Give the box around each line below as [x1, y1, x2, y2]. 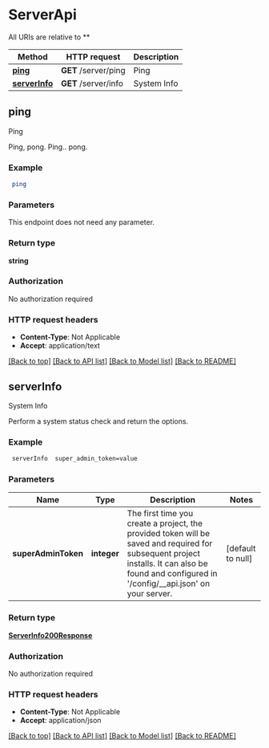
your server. [126, 588, 173, 600]
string [8, 255, 30, 266]
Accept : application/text [19, 341, 100, 351]
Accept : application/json [19, 716, 102, 726]
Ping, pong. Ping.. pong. [8, 142, 88, 152]
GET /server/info [61, 78, 124, 89]
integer [90, 548, 120, 559]
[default [226, 543, 256, 555]
